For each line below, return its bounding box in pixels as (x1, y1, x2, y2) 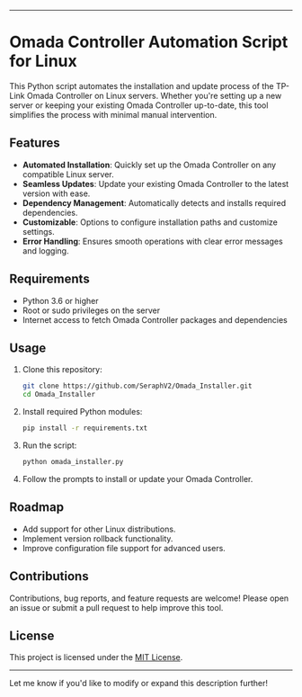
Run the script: (22, 440, 77, 451)
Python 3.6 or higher (22, 295, 99, 306)
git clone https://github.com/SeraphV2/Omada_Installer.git (22, 381, 253, 391)
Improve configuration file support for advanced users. (22, 542, 226, 553)
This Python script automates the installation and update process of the (9, 80, 274, 91)
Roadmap (9, 500, 65, 515)
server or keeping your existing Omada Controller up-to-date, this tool (9, 100, 269, 111)
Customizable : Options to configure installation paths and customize (22, 217, 279, 228)
